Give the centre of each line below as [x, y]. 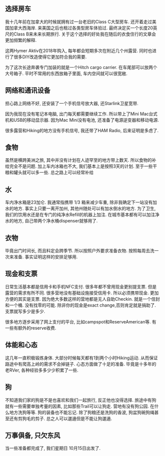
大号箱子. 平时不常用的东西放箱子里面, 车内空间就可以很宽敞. [66, 73]
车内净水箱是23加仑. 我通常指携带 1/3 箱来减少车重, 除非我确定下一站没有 [79, 202]
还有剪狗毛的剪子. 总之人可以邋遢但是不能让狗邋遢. [61, 419]
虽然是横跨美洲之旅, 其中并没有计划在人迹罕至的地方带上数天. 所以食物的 [79, 160]
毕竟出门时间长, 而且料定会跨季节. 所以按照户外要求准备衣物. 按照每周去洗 [80, 251]
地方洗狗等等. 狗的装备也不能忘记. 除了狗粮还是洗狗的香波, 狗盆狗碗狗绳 [82, 412]
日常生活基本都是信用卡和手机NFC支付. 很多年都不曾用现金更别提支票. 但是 [81, 286]
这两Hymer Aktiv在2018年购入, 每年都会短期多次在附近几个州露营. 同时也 [79, 50]
